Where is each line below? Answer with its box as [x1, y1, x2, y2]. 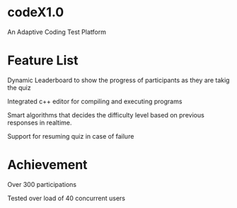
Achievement [7, 157, 88, 173]
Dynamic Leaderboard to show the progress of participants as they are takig [7, 76, 230, 84]
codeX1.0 [7, 4, 64, 21]
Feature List [7, 52, 79, 69]
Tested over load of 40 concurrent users [7, 194, 126, 202]
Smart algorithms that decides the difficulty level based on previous [7, 110, 205, 119]
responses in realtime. [7, 118, 72, 127]
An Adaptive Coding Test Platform [7, 28, 106, 36]
